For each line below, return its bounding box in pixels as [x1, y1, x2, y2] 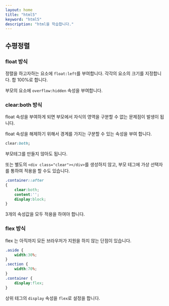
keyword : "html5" [5, 17, 42, 22]
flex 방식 [5, 225, 26, 232]
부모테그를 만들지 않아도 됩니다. [5, 151, 68, 157]
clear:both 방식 [5, 101, 43, 108]
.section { [5, 261, 28, 267]
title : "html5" [5, 12, 37, 17]
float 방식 [5, 58, 28, 65]
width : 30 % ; [14, 252, 37, 257]
